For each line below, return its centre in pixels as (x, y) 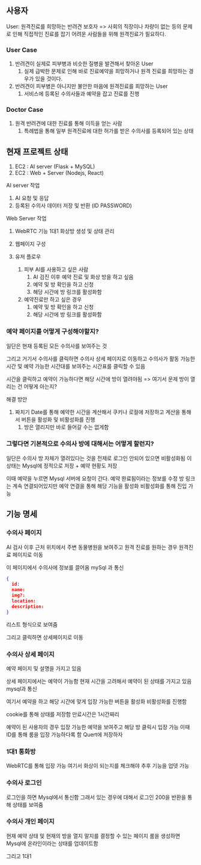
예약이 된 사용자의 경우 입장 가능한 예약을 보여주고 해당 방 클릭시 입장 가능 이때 (98, 727)
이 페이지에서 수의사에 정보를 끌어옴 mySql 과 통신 (65, 567)
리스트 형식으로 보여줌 (32, 624)
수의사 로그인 (24, 783)
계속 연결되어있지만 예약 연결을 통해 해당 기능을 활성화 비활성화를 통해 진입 (100, 486)
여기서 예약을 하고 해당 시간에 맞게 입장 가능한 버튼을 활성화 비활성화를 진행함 (97, 701)
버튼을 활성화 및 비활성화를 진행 (58, 419)
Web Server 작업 (26, 219)
